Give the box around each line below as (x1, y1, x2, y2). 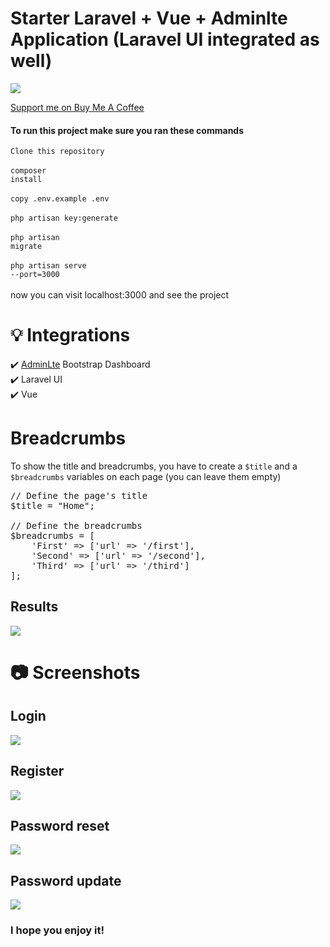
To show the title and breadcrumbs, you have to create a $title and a (10, 460, 298, 472)
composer (10, 166, 47, 176)
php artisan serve (10, 261, 87, 271)
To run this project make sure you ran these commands (10, 124, 245, 136)
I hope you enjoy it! (10, 923, 105, 937)
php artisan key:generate (10, 213, 118, 224)
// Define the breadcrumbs (10, 520, 143, 532)
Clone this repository (10, 147, 105, 157)
